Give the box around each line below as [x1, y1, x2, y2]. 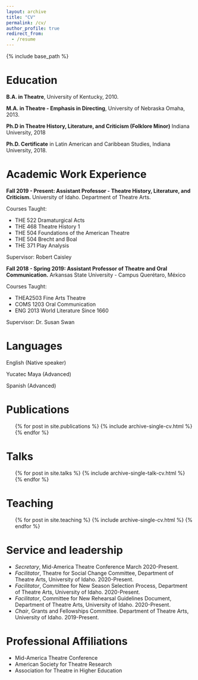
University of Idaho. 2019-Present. [14, 613, 99, 621]
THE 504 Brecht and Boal [14, 236, 77, 243]
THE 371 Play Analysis [14, 242, 70, 249]
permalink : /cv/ [6, 20, 46, 26]
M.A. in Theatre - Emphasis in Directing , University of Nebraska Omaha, [6, 105, 186, 112]
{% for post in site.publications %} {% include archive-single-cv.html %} [14, 422, 193, 430]
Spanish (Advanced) [6, 382, 56, 389]
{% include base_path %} [6, 53, 69, 59]
